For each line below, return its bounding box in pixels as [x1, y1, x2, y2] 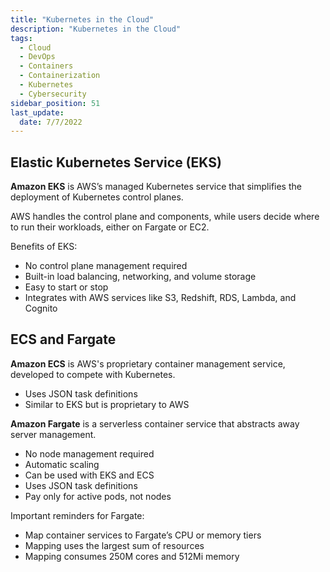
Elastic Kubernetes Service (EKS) [10, 154, 222, 171]
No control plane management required [24, 260, 188, 272]
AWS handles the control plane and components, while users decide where [10, 211, 320, 223]
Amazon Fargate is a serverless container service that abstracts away [10, 417, 300, 430]
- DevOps [19, 52, 56, 62]
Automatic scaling [24, 458, 100, 470]
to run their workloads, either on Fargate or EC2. [10, 221, 210, 233]
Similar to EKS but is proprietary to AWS [24, 398, 190, 410]
